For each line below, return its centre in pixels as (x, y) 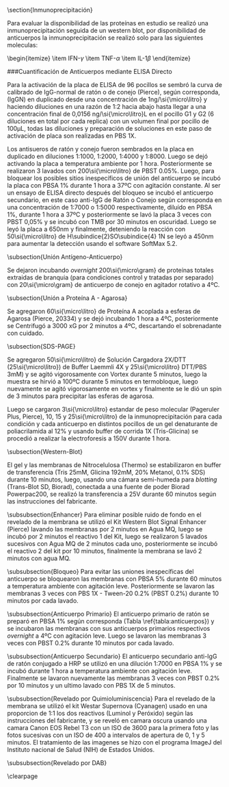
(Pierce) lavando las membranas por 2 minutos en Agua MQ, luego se (105, 529)
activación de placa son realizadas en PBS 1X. (72, 136)
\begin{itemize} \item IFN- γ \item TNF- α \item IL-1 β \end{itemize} (99, 58)
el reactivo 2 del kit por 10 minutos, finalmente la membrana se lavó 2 (105, 551)
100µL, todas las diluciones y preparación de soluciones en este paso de (109, 128)
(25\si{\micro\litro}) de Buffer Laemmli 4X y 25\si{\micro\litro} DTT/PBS (107, 367)
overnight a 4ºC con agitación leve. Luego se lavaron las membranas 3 (107, 636)
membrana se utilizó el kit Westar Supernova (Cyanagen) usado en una (107, 706)
